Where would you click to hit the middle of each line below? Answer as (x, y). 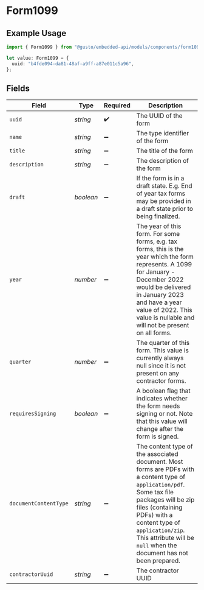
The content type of (165, 447)
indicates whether (162, 399)
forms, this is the (160, 249)
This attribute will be (165, 538)
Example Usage (36, 33)
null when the (157, 546)
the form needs (158, 406)
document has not (162, 553)
